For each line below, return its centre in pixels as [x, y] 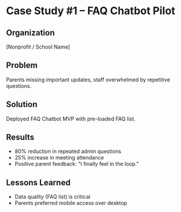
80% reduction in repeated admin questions [68, 151]
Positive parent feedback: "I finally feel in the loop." [77, 164]
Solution [22, 105]
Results [20, 137]
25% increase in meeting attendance [59, 158]
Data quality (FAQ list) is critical [52, 197]
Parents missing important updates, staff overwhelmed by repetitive [88, 79]
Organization [30, 33]
